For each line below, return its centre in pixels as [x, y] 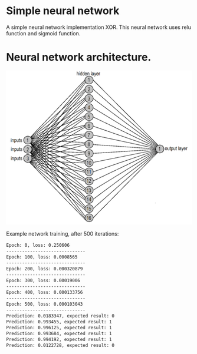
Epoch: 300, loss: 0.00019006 [43, 281]
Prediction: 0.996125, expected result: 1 [59, 328]
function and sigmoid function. [43, 33]
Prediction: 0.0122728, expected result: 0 [60, 346]
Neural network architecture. [79, 57]
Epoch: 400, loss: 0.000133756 [45, 293]
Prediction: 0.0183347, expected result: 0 [60, 316]
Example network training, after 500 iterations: [63, 234]
